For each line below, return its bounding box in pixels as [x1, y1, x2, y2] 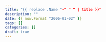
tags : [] [5, 20, 23, 26]
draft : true [5, 29, 29, 34]
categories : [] [5, 25, 36, 30]
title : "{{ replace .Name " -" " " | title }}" [5, 7, 102, 12]
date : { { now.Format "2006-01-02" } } [5, 16, 82, 21]
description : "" [5, 12, 38, 16]
